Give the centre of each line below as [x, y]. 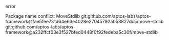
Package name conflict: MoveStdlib [43, 16]
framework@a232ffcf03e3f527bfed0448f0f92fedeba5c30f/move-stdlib [81, 32]
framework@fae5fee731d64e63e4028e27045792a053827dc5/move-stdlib [84, 22]
